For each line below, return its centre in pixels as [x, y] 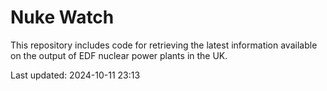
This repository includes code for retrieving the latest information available [164, 45]
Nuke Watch [62, 17]
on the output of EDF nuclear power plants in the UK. [119, 55]
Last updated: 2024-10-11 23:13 [75, 75]
